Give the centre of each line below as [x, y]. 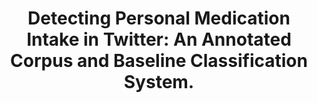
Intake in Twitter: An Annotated [159, 39]
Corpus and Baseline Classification [159, 61]
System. [159, 82]
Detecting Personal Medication [159, 18]
